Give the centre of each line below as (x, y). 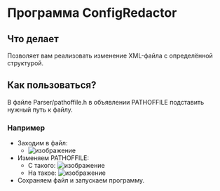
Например (26, 128)
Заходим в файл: (42, 143)
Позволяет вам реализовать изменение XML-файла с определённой (110, 55)
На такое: (42, 173)
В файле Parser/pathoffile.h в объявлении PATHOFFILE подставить (106, 102)
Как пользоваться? (52, 85)
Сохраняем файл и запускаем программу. (81, 180)
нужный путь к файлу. (40, 110)
